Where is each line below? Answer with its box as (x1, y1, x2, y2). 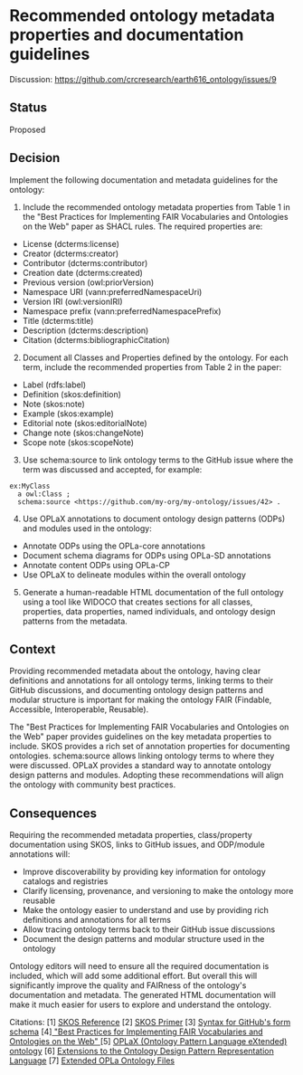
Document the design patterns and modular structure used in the (22, 934, 265, 945)
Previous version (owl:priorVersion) (22, 277, 155, 288)
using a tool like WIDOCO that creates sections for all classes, (22, 596, 253, 607)
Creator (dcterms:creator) (22, 248, 119, 259)
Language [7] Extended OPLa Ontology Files (9, 1055, 175, 1066)
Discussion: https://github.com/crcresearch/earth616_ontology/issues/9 (9, 73, 278, 84)
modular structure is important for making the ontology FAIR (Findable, (9, 694, 272, 706)
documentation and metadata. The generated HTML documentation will (9, 990, 276, 1001)
